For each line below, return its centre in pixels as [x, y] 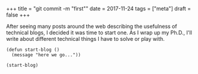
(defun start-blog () [33, 50]
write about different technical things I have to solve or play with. [86, 39]
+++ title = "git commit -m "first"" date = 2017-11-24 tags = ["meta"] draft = [99, 9]
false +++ [18, 15]
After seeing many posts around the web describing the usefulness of [92, 26]
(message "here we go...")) [46, 55]
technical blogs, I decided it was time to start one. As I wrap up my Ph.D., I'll [99, 33]
